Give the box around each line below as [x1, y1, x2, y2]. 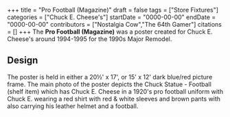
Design [7, 55, 38, 66]
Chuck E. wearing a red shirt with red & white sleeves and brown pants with [7, 94, 221, 103]
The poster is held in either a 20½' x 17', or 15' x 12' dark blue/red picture [7, 73, 213, 81]
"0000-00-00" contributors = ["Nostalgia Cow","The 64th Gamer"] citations [7, 21, 222, 28]
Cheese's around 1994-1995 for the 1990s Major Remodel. [7, 35, 172, 43]
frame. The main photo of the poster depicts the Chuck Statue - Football [7, 80, 211, 88]
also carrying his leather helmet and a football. [7, 102, 139, 110]
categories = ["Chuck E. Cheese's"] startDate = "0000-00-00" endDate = [7, 13, 216, 21]
